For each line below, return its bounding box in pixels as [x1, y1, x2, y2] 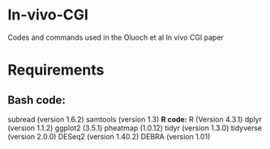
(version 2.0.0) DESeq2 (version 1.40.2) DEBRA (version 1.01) [7, 131, 211, 141]
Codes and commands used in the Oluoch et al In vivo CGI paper [7, 32, 225, 42]
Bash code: [7, 93, 66, 107]
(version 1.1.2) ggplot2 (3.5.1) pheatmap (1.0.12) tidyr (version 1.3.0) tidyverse [7, 123, 263, 133]
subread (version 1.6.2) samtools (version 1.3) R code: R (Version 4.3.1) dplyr [7, 114, 263, 124]
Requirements [7, 61, 105, 79]
